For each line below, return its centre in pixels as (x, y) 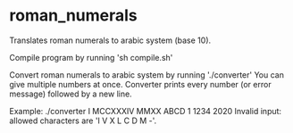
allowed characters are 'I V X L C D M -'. (83, 121)
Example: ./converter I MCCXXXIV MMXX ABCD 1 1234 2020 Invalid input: (146, 111)
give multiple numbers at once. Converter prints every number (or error (140, 84)
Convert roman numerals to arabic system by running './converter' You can (146, 75)
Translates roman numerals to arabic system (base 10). (110, 40)
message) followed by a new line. (71, 94)
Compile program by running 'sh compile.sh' (91, 57)
